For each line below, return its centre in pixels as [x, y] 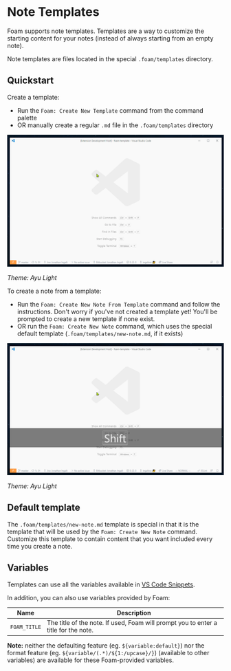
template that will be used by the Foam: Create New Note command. [102, 531]
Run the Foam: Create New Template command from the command [110, 110]
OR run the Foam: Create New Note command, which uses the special [114, 326]
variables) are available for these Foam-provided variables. [90, 660]
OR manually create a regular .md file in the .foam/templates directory [115, 125]
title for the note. [70, 630]
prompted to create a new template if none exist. [86, 319]
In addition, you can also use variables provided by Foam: [89, 597]
